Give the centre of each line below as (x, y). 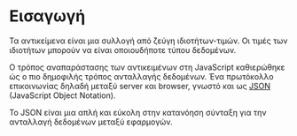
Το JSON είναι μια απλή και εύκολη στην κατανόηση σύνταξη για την (138, 112)
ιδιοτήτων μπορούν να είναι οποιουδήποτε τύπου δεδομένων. (123, 49)
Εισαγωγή (47, 16)
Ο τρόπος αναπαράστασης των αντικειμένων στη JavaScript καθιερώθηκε (147, 67)
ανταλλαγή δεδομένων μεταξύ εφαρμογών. (91, 122)
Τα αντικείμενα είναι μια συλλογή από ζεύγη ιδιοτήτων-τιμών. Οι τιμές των (148, 41)
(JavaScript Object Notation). (63, 95)
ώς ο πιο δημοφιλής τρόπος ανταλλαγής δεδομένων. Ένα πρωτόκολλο (141, 76)
